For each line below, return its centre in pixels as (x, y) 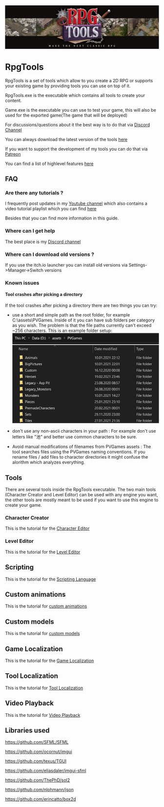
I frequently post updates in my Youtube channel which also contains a (76, 203)
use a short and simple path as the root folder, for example (71, 315)
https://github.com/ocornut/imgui (39, 752)
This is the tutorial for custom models (42, 634)
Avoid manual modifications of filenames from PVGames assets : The (82, 447)
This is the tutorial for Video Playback (43, 715)
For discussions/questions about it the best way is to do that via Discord (78, 124)
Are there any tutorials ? (34, 193)
